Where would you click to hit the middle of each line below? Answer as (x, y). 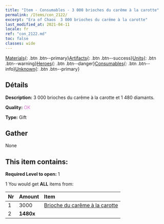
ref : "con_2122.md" (26, 34)
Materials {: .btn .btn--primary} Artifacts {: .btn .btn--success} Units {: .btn (81, 58)
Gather (17, 133)
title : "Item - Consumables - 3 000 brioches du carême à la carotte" (82, 10)
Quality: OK (18, 107)
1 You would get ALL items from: (39, 184)
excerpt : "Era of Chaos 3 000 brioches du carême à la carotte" (76, 19)
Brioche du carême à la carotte (81, 206)
